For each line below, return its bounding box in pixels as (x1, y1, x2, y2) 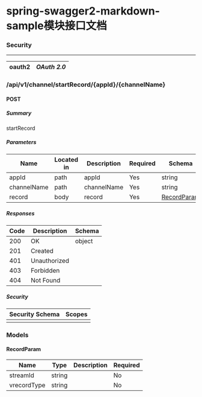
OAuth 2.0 (35, 63, 66, 71)
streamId (9, 371, 35, 380)
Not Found (31, 276, 61, 284)
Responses (6, 209, 35, 217)
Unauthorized (31, 256, 70, 265)
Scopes (65, 310, 88, 318)
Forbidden (31, 266, 60, 275)
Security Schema (9, 310, 60, 318)
